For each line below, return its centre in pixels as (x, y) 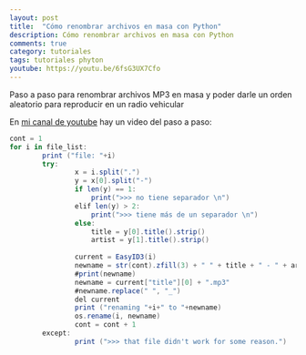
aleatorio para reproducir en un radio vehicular (97, 104)
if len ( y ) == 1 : (105, 189)
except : (56, 333)
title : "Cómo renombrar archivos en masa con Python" (116, 26)
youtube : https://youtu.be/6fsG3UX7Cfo (85, 69)
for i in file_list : (49, 147)
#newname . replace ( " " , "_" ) (127, 291)
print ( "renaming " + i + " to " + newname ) (148, 308)
